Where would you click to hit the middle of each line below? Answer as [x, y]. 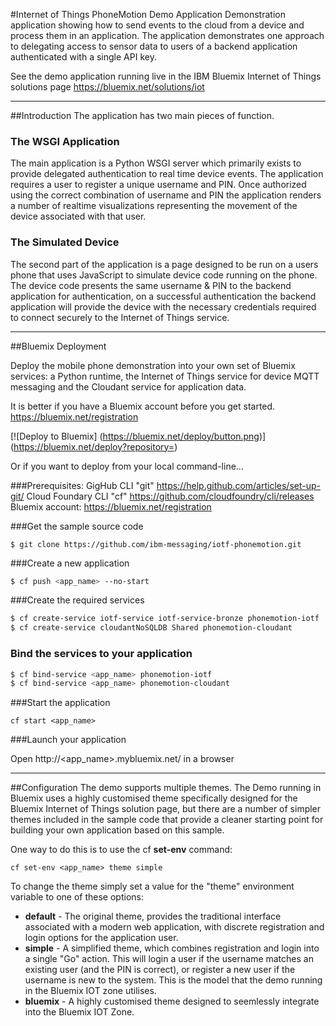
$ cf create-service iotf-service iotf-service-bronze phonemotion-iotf [165, 619]
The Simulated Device [65, 242]
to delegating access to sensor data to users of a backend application [154, 46]
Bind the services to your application [101, 654]
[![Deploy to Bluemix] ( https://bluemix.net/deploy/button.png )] [138, 436]
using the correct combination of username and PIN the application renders [166, 195]
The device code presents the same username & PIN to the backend [151, 285]
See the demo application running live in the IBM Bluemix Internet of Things [166, 76]
